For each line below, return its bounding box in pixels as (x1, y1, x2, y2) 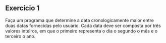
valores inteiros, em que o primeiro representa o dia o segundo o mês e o (5, 27, 158, 34)
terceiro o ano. (5, 33, 36, 39)
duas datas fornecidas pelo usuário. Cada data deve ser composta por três (5, 22, 161, 28)
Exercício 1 (5, 4, 40, 12)
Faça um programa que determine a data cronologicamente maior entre (5, 17, 154, 23)
